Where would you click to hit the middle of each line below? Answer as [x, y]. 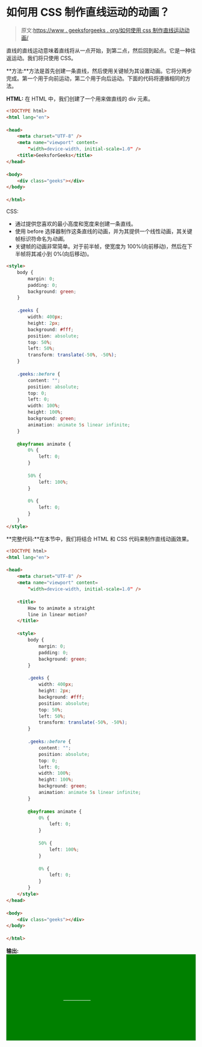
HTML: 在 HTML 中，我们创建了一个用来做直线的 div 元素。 [80, 98]
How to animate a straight [62, 608]
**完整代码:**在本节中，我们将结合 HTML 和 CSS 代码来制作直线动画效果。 [99, 539]
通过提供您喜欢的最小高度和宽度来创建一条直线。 [75, 224]
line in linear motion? [57, 614]
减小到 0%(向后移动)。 [64, 254]
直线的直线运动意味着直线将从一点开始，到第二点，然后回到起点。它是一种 [98, 50]
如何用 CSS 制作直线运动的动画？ [88, 12]
